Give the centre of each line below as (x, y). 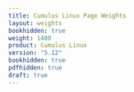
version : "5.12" (35, 53)
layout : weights (35, 23)
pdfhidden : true (35, 68)
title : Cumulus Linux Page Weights (67, 16)
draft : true (28, 75)
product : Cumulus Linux (48, 46)
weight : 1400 (30, 38)
